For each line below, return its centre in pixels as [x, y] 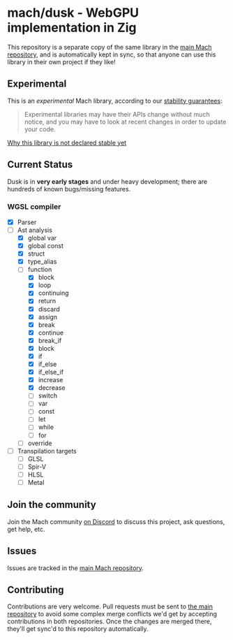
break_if [50, 340]
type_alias [42, 262]
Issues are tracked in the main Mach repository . [76, 568]
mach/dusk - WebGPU [73, 13]
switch [48, 395]
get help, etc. [26, 529]
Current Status [40, 165]
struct [36, 254]
